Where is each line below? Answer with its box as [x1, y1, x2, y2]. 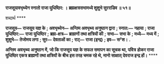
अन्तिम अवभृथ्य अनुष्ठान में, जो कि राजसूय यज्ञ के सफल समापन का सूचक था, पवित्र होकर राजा [5, 47, 154, 53]
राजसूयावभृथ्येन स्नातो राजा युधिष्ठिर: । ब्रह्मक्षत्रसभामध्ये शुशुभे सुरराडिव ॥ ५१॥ [5, 5, 131, 11]
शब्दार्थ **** [5, 15, 26, 21]
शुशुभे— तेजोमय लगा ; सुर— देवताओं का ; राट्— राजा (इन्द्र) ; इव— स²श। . [5, 37, 131, 43]
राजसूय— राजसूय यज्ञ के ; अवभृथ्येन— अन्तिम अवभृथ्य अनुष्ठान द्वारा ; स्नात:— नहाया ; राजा [5, 25, 155, 31]
